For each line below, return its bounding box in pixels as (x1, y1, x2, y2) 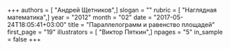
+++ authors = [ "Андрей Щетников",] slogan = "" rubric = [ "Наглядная (7, 6, 217, 14)
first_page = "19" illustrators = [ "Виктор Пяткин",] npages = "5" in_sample (7, 28, 224, 36)
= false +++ (7, 35, 41, 43)
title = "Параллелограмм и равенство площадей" (68, 21, 215, 28)
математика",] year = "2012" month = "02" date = (7, 13, 152, 21)
